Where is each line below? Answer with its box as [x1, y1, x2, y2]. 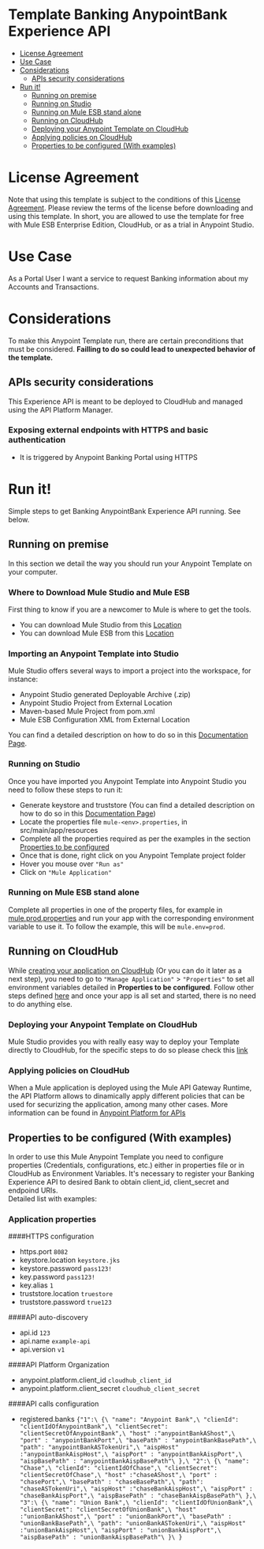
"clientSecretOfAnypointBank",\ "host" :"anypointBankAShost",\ [19, 1430, 236, 1438]
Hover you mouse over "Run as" [19, 859, 125, 869]
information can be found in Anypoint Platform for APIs [8, 1108, 186, 1117]
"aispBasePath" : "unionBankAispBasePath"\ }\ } [19, 1533, 183, 1542]
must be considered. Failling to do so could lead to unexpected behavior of [8, 344, 256, 353]
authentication [8, 435, 66, 446]
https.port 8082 [19, 1247, 69, 1257]
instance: [8, 674, 39, 684]
